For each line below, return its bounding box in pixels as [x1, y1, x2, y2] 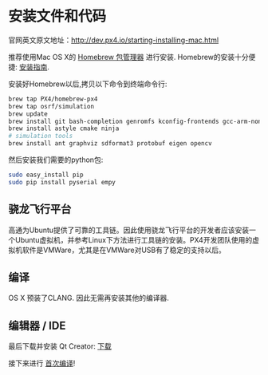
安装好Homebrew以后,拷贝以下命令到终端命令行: [8, 79, 167, 89]
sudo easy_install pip [8, 171, 84, 180]
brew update [8, 109, 48, 118]
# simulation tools [8, 132, 73, 140]
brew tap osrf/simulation [8, 102, 94, 110]
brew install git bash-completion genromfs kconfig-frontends [8, 117, 219, 125]
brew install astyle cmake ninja [8, 124, 120, 132]
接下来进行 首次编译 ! [8, 358, 76, 368]
